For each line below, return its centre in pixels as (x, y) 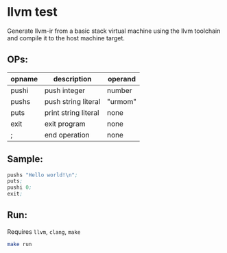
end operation (67, 135)
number (120, 90)
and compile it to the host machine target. (66, 38)
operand (121, 79)
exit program (65, 124)
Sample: (25, 159)
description (72, 79)
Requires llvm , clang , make (44, 231)
